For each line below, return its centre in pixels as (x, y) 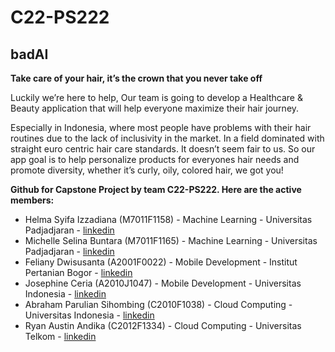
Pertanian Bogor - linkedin (78, 272)
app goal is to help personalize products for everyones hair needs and (155, 159)
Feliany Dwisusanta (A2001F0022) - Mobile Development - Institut (161, 262)
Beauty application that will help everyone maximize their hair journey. (155, 108)
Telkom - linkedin (60, 336)
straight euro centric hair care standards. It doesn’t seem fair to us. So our (163, 149)
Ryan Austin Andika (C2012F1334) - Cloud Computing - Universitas (163, 325)
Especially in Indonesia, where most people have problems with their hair (161, 127)
